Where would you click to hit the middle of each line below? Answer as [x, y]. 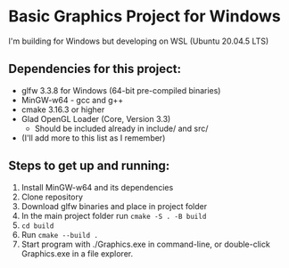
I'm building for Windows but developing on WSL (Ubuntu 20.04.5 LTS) [139, 41]
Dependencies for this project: [95, 69]
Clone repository [52, 197]
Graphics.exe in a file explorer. [77, 253]
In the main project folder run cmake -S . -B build [114, 215]
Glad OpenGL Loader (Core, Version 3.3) [96, 118]
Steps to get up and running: [89, 166]
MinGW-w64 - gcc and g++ [72, 100]
